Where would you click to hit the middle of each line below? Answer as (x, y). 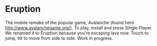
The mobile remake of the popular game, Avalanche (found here (70, 23)
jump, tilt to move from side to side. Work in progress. (59, 38)
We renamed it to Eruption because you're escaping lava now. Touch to (77, 33)
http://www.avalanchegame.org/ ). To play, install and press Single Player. (79, 27)
